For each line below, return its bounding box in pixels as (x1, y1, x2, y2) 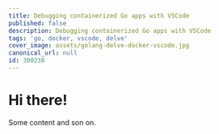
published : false (8, 19, 67, 27)
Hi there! (8, 91, 68, 109)
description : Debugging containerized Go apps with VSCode (8, 26, 212, 35)
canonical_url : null (8, 49, 78, 57)
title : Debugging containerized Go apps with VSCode (8, 11, 190, 20)
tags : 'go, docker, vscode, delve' (8, 34, 128, 43)
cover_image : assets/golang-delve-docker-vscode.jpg (8, 42, 190, 50)
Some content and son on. (8, 117, 97, 127)
